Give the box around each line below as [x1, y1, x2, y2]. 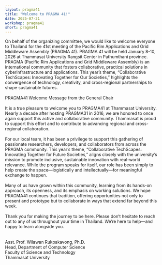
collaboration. [22, 126, 50, 132]
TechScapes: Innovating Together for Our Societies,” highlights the [5, 75, 138, 80]
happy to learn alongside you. [5, 224, 64, 230]
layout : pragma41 [5, 7, 40, 12]
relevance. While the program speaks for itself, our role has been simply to [5, 162, 154, 168]
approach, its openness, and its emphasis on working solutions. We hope [5, 187, 151, 194]
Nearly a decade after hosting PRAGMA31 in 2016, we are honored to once [5, 110, 153, 116]
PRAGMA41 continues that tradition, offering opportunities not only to [5, 193, 143, 199]
